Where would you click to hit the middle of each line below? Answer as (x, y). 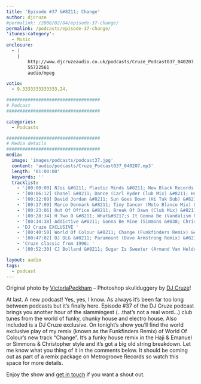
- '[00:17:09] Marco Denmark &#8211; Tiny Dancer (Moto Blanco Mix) (104, 205)
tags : (13, 265)
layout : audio (24, 260)
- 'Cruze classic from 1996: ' (56, 244)
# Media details (26, 144)
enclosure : (20, 45)
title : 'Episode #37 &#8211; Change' (53, 12)
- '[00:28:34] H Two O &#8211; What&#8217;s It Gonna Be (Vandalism (104, 216)
